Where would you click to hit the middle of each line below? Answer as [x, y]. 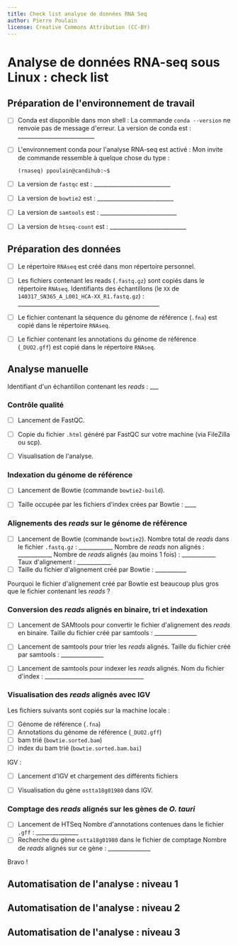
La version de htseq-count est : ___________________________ [102, 226]
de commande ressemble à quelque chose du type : [93, 157]
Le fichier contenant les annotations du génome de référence [107, 339]
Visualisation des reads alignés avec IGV [79, 695]
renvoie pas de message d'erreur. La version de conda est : [104, 128]
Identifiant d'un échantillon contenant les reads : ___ [83, 386]
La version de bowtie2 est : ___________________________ [96, 198]
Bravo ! [18, 861]
